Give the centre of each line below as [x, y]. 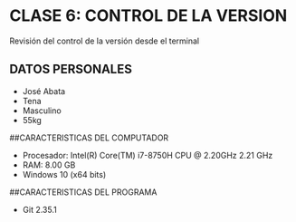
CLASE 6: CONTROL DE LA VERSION [148, 16]
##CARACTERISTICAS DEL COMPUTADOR [89, 138]
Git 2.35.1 [39, 209]
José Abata [44, 91]
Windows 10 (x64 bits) [64, 174]
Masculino [42, 111]
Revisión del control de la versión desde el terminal [105, 41]
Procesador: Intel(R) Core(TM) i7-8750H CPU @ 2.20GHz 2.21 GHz [148, 155]
